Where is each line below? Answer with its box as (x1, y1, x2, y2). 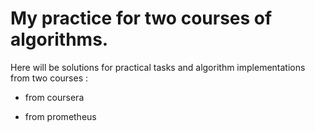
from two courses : (10, 72, 88, 84)
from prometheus (24, 110, 97, 122)
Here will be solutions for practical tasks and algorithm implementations (10, 61, 306, 73)
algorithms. (10, 28, 109, 51)
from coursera (24, 91, 85, 103)
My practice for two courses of (10, 7, 273, 30)
